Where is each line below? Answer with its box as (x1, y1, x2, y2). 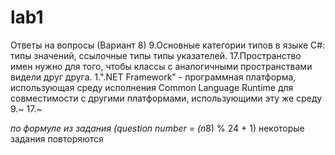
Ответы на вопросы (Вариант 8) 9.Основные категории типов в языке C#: (10, 39, 326, 51)
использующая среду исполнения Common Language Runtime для (10, 81, 294, 93)
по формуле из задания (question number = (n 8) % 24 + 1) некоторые (10, 122, 305, 134)
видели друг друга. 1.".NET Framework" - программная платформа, (10, 71, 297, 83)
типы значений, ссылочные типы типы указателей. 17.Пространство (10, 49, 302, 61)
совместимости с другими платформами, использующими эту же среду (10, 92, 323, 104)
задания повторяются (10, 132, 104, 145)
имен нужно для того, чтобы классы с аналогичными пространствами (10, 60, 313, 72)
